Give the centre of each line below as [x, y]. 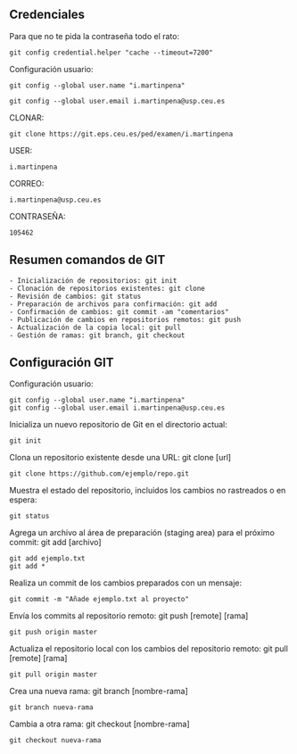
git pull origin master [54, 675]
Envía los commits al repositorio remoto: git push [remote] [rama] [129, 616]
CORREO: [27, 183]
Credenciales [47, 15]
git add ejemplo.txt [48, 559]
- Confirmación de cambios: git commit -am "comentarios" [119, 311]
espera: [23, 500]
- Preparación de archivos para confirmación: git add [113, 304]
